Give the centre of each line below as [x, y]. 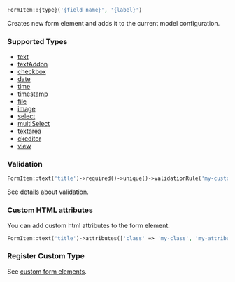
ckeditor [29, 139]
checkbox [32, 72]
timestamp [33, 94]
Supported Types [37, 41]
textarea [29, 131]
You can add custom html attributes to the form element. [88, 225]
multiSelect [34, 124]
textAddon [33, 64]
